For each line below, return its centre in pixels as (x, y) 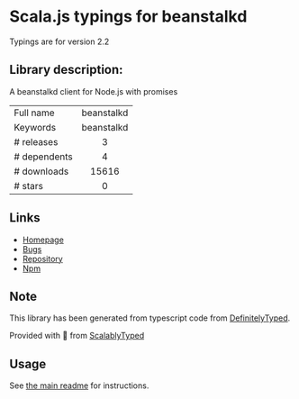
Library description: (66, 70)
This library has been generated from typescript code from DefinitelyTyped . (150, 318)
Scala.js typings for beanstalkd (128, 17)
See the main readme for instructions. (79, 385)
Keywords (35, 127)
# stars (28, 186)
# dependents (44, 157)
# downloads (41, 171)
